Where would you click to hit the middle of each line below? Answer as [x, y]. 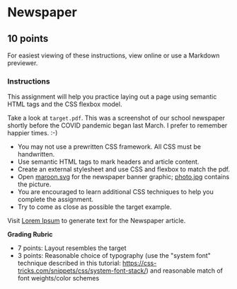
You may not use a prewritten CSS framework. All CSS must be [109, 147]
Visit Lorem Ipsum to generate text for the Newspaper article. [97, 221]
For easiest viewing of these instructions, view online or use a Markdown [114, 55]
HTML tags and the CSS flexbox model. [65, 104]
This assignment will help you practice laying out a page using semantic [112, 97]
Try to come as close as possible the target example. [94, 207]
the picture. [34, 184]
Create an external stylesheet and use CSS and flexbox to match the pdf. [123, 169]
